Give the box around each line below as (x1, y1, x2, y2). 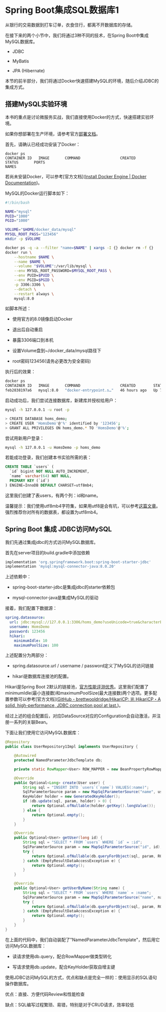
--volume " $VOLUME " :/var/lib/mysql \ (14, 264, 92, 269)
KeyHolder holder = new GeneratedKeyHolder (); (23, 794, 121, 799)
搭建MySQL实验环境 (5, 100, 68, 108)
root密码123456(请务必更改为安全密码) (12, 358, 91, 364)
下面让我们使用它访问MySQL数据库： (5, 730, 81, 736)
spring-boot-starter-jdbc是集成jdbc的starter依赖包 (12, 584, 115, 590)
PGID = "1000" (5, 218, 30, 223)
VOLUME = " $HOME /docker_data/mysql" (5, 227, 77, 232)
